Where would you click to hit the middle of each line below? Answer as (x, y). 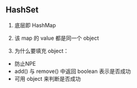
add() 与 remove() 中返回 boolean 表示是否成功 (72, 71)
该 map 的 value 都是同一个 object (56, 38)
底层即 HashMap (35, 25)
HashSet (22, 10)
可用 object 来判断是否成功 (47, 78)
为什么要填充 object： (41, 51)
